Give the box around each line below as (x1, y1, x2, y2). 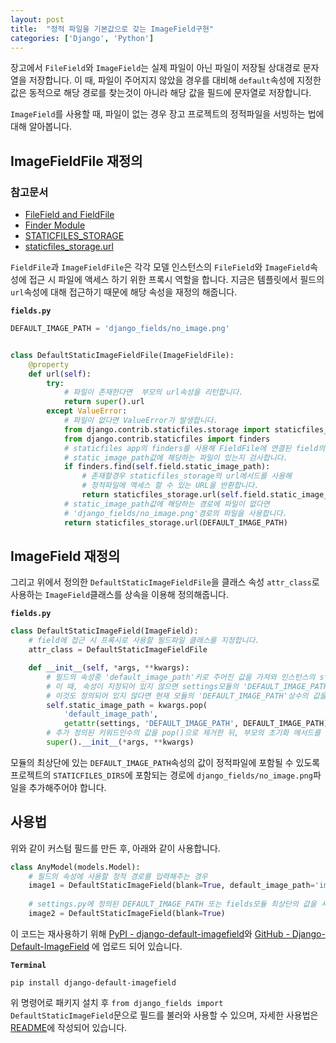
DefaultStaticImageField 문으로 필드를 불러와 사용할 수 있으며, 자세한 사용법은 (10, 1009, 319, 1021)
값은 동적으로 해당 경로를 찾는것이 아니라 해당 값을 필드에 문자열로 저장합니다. (10, 87, 312, 99)
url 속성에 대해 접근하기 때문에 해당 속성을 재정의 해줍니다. (10, 286, 238, 298)
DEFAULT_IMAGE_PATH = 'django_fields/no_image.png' (10, 324, 230, 334)
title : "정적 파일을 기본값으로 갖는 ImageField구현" (10, 24, 214, 34)
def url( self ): (28, 369, 92, 379)
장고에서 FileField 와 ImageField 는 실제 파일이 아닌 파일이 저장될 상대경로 (10, 62, 301, 74)
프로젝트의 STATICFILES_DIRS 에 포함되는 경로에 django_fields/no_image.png (10, 769, 313, 781)
